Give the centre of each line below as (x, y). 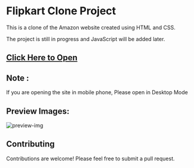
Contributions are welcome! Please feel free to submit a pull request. (90, 158)
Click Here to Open (42, 58)
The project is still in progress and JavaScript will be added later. (86, 39)
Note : (18, 78)
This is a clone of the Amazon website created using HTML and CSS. (91, 27)
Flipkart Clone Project (61, 11)
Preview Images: (38, 111)
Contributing (30, 144)
